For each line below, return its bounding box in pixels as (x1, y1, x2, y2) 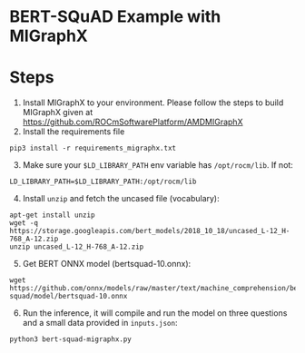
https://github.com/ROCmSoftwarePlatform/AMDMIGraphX (22, 116, 243, 128)
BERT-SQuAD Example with (9, 6, 221, 27)
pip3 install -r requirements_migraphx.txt (9, 143, 177, 153)
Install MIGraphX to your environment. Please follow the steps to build (22, 97, 284, 108)
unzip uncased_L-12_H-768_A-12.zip (9, 242, 144, 251)
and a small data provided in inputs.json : (22, 318, 178, 328)
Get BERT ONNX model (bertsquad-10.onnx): (22, 259, 192, 270)
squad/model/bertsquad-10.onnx (9, 292, 128, 301)
